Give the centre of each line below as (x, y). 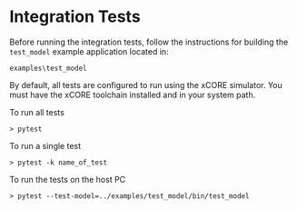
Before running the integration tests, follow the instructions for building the (149, 42)
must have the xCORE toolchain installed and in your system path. (133, 95)
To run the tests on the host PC (68, 179)
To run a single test (45, 145)
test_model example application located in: (89, 51)
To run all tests (37, 112)
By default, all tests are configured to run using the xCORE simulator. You (146, 85)
